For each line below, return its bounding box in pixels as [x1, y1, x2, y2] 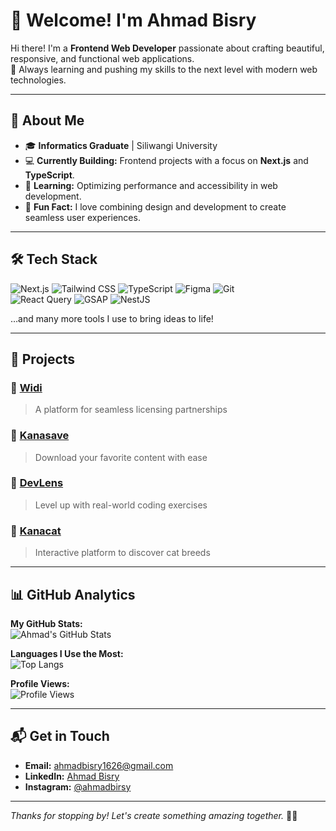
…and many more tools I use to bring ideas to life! [10, 312, 214, 324]
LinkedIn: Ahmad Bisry [24, 770, 120, 782]
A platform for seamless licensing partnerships [34, 404, 228, 416]
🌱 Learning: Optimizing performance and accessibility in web [24, 179, 278, 191]
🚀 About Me [10, 112, 85, 129]
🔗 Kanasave [10, 429, 70, 443]
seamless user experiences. [24, 211, 141, 223]
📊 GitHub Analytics [10, 586, 136, 603]
